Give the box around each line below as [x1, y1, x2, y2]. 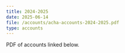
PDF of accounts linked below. [6, 41, 80, 48]
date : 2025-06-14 [6, 14, 49, 20]
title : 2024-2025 [6, 8, 49, 15]
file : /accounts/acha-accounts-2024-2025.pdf [6, 19, 119, 25]
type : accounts [6, 25, 43, 31]
